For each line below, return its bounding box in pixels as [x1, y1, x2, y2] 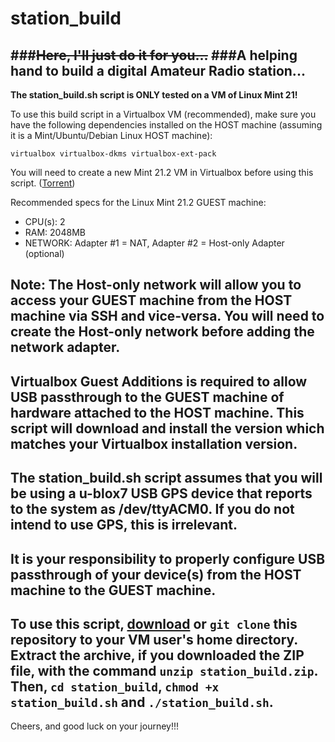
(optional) [24, 248, 65, 259]
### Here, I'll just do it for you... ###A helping [10, 47, 298, 64]
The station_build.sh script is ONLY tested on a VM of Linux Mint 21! [10, 89, 298, 101]
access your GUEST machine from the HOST [10, 292, 293, 309]
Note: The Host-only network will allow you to [10, 277, 302, 294]
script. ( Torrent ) [10, 177, 76, 189]
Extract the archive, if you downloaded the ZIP [10, 647, 305, 664]
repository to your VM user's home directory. [10, 631, 298, 648]
